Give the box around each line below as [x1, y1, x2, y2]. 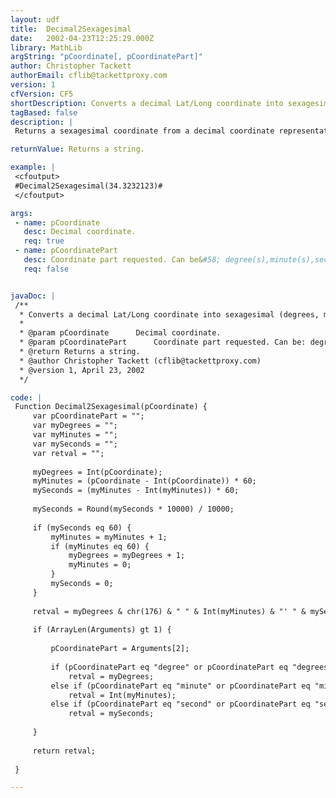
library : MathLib [10, 42, 83, 53]
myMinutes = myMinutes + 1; [50, 532, 168, 542]
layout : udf [10, 14, 60, 25]
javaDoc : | [10, 291, 56, 301]
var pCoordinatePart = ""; [32, 411, 145, 421]
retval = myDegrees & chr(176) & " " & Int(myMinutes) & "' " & [32, 606, 307, 616]
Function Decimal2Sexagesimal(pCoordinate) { [14, 402, 208, 412]
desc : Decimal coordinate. [23, 227, 137, 237]
